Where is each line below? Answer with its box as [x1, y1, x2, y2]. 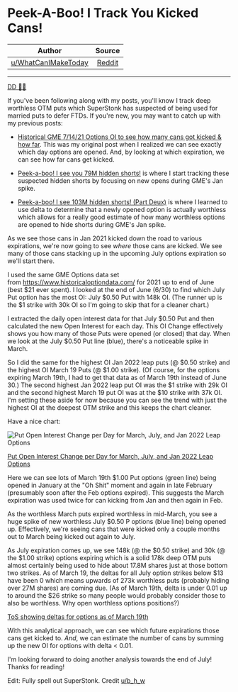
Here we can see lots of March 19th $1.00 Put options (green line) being [7, 473, 217, 481]
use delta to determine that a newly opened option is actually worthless [17, 205, 227, 213]
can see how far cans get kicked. [17, 155, 115, 164]
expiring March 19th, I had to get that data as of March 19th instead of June [7, 373, 227, 381]
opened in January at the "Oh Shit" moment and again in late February [7, 481, 212, 489]
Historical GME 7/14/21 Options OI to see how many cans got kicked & [17, 133, 222, 141]
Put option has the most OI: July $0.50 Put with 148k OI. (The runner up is [7, 293, 222, 301]
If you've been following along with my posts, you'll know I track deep [7, 96, 211, 104]
